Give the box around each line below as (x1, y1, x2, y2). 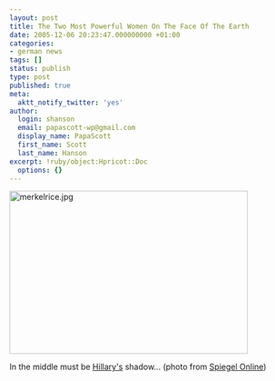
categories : (9, 38, 54, 48)
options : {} (17, 165, 64, 175)
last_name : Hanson (17, 148, 88, 157)
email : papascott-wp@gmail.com (17, 124, 136, 133)
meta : (9, 89, 30, 98)
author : (9, 106, 39, 115)
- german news (9, 47, 64, 56)
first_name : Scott (17, 140, 88, 149)
